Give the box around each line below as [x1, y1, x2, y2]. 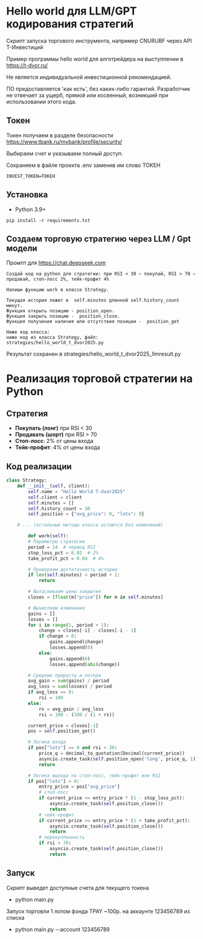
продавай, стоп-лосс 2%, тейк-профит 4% [6, 276, 110, 283]
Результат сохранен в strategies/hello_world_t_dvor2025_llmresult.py [6, 350, 181, 358]
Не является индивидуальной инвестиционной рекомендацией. [6, 73, 172, 80]
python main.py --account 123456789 [14, 926, 110, 933]
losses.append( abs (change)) [49, 661, 120, 667]
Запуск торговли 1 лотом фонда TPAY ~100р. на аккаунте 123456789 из [6, 908, 190, 915]
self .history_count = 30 [28, 505, 91, 512]
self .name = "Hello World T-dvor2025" [28, 488, 126, 494]
